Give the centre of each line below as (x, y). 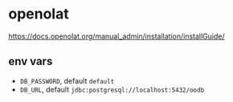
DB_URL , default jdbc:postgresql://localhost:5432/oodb (112, 89)
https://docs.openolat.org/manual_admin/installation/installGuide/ (117, 36)
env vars (31, 61)
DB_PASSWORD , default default (67, 80)
